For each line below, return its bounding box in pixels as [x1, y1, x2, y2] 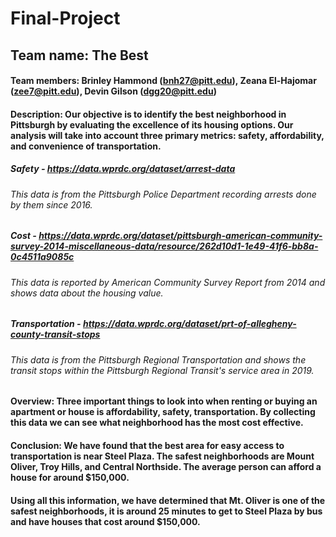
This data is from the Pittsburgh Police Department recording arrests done [10, 188, 317, 200]
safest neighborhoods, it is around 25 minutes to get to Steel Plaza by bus [10, 505, 323, 517]
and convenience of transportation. [10, 140, 162, 152]
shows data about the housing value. [10, 287, 164, 299]
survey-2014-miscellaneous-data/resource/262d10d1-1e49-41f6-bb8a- [10, 240, 319, 252]
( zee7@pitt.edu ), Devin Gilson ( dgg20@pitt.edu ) [10, 85, 217, 97]
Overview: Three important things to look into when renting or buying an [10, 395, 318, 407]
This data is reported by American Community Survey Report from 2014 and [10, 276, 326, 288]
